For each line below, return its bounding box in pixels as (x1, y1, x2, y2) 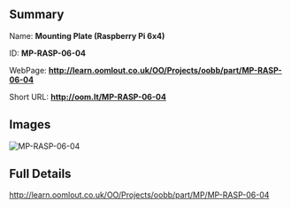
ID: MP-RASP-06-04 (9, 48, 87, 58)
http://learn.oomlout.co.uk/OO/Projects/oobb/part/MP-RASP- (48, 65, 283, 75)
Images (9, 117, 51, 132)
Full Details (9, 166, 72, 182)
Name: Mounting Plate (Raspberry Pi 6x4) (9, 30, 165, 41)
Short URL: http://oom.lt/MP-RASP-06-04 (9, 91, 166, 102)
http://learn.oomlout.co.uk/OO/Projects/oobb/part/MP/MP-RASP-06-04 (9, 190, 270, 200)
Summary (9, 7, 65, 22)
